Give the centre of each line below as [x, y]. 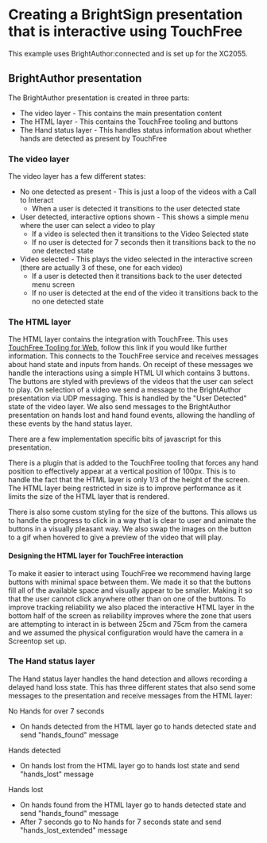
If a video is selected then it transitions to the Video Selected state [140, 234]
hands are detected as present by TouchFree [93, 138]
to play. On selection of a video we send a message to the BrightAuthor [125, 390]
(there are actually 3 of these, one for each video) [101, 268]
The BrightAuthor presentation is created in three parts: [99, 98]
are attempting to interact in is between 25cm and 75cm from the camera [128, 624]
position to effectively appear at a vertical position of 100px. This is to [122, 471]
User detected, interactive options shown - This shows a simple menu [134, 217]
